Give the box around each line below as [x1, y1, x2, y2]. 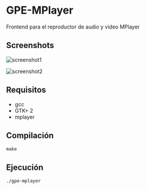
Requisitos [6, 85, 46, 95]
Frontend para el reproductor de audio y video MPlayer [6, 23, 140, 30]
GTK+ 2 [14, 107, 34, 114]
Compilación [6, 130, 54, 140]
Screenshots [6, 40, 54, 50]
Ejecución [6, 162, 44, 172]
